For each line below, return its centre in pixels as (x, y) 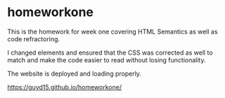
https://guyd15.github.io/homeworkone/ (64, 87)
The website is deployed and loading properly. (75, 73)
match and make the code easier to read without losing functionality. (107, 59)
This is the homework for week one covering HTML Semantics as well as (112, 31)
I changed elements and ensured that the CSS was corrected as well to (110, 52)
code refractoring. (34, 38)
